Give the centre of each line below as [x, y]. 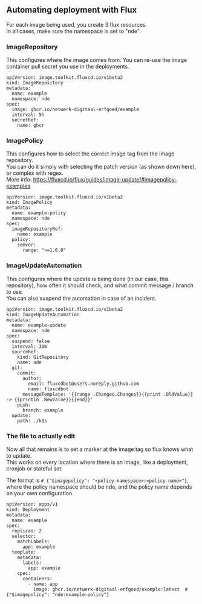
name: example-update [39, 325]
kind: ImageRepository [35, 83]
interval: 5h [28, 115]
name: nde [30, 362]
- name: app [43, 584]
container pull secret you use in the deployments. [68, 67]
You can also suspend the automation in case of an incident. [81, 298]
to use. [15, 291]
